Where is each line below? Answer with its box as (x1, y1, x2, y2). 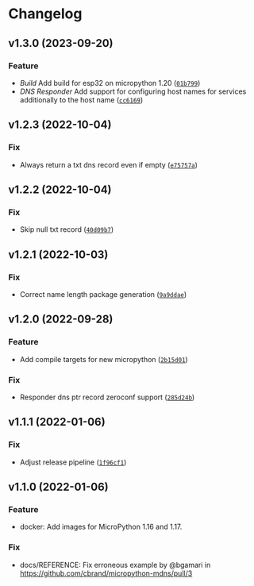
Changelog (8, 5, 83, 23)
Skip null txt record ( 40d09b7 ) (19, 225, 114, 234)
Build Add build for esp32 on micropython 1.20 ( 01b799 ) (19, 78, 201, 87)
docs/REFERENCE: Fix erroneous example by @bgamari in (19, 560, 211, 569)
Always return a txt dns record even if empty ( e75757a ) (19, 160, 198, 169)
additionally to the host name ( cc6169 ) (19, 94, 144, 104)
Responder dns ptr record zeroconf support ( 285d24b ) (19, 392, 195, 402)
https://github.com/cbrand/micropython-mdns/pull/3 (19, 569, 193, 578)
